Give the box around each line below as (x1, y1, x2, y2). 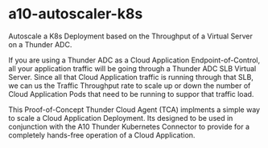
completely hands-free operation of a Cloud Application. (8, 130, 196, 140)
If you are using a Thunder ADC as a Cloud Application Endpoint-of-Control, (8, 55, 260, 65)
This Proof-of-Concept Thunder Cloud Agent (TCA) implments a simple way (8, 105, 260, 114)
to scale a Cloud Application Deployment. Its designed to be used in (8, 113, 233, 122)
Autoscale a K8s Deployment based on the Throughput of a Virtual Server (8, 31, 254, 41)
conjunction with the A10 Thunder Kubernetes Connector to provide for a (8, 122, 250, 131)
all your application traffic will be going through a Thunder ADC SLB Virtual (8, 63, 257, 73)
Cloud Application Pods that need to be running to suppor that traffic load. (8, 89, 254, 98)
